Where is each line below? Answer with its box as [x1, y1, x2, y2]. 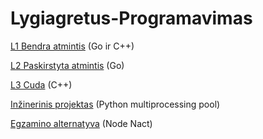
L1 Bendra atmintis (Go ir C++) [10, 40, 135, 52]
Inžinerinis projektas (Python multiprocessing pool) [10, 98, 221, 110]
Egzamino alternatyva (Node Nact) [10, 117, 153, 129]
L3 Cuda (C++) [10, 78, 73, 91]
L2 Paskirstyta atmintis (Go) [10, 59, 125, 71]
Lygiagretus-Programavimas [10, 7, 253, 30]
